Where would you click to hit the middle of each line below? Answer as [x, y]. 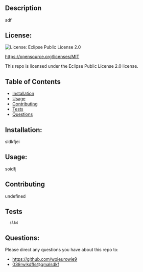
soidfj [11, 169]
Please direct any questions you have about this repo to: [62, 250]
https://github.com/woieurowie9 [45, 259]
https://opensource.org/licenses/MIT [42, 57]
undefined [15, 196]
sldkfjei [12, 142]
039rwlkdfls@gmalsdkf [36, 265]
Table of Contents [33, 82]
